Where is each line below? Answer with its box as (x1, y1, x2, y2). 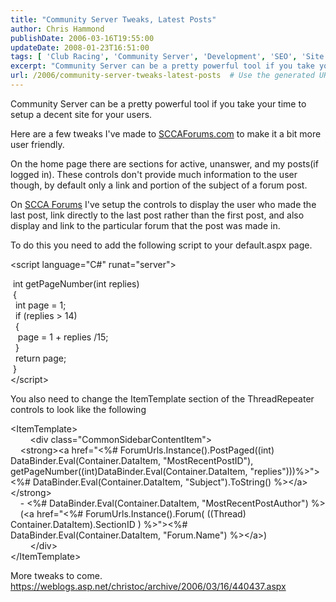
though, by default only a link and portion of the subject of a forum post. (10, 179, 308, 191)
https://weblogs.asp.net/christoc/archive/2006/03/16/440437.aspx (10, 580, 287, 592)
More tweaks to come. (10, 569, 103, 581)
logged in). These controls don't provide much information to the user (10, 168, 298, 180)
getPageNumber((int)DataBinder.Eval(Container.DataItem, (10, 465, 248, 477)
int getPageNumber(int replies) (12, 277, 140, 290)
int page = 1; (14, 299, 67, 311)
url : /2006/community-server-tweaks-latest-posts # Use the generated (10, 71, 315, 81)
